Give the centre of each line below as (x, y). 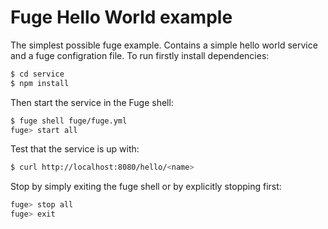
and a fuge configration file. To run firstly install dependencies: (140, 55)
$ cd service (37, 74)
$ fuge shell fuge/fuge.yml (69, 121)
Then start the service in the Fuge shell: (92, 102)
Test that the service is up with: (75, 149)
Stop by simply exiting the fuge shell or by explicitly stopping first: (146, 187)
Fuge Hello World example (121, 17)
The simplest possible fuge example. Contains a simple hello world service (164, 45)
